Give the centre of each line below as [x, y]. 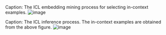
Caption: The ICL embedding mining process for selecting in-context [77, 7]
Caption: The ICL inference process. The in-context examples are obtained [83, 22]
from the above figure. [29, 27]
